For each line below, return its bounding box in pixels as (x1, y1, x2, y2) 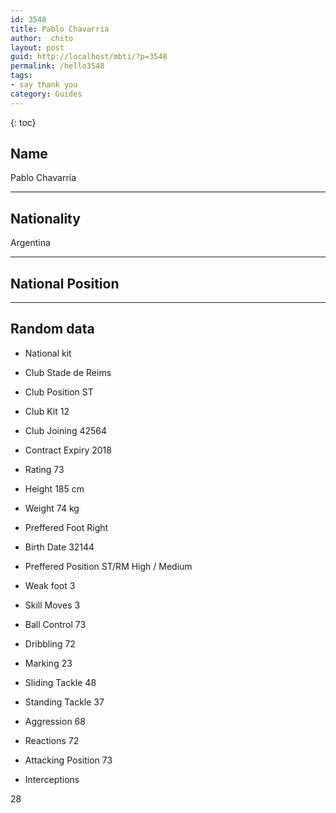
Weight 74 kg (24, 502, 80, 514)
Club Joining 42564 (24, 424, 108, 436)
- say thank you (10, 80, 78, 90)
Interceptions (24, 773, 80, 785)
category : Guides (10, 89, 83, 99)
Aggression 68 (24, 715, 86, 727)
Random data (10, 321, 95, 338)
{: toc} (10, 116, 37, 128)
